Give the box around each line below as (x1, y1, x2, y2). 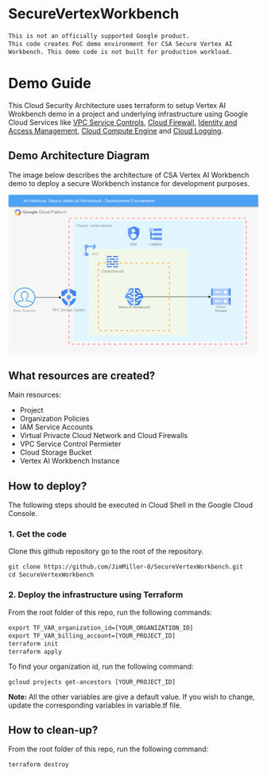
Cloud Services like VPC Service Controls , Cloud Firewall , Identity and (8, 117, 238, 127)
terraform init (8, 639, 59, 648)
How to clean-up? (8, 723, 99, 736)
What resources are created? (8, 369, 156, 382)
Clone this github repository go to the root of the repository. (8, 546, 204, 557)
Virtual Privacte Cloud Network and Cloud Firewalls (19, 431, 188, 440)
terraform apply (8, 647, 62, 656)
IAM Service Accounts (19, 422, 94, 432)
